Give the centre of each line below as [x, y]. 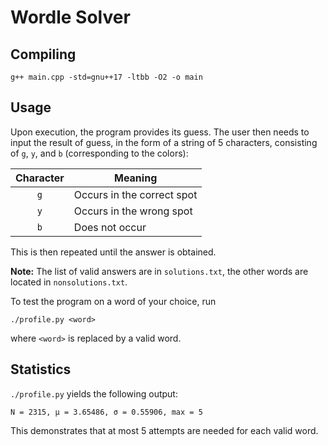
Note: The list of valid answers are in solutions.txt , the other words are [159, 271]
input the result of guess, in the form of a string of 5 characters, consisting [164, 142]
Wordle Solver [70, 17]
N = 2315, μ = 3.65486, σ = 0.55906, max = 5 [106, 412]
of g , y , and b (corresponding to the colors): [99, 153]
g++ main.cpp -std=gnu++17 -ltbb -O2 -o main [106, 77]
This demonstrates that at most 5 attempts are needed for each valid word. [164, 430]
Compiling [43, 54]
